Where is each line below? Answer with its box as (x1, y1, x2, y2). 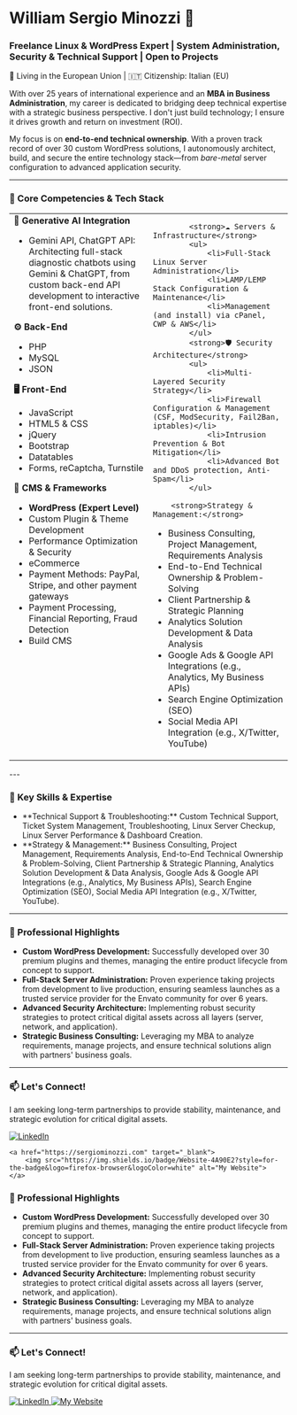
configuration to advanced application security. (9, 162, 181, 173)
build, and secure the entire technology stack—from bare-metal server (9, 152, 267, 163)
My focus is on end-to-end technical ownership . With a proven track (9, 134, 263, 144)
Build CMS (28, 634, 72, 646)
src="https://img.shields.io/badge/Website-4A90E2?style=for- (44, 1156, 278, 1164)
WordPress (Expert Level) (28, 501, 140, 514)
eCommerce (28, 557, 80, 569)
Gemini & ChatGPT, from (28, 267, 131, 280)
